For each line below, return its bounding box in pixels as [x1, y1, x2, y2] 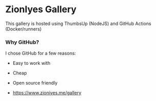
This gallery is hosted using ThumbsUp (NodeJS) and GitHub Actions [5, 20, 151, 27]
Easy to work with [12, 60, 51, 66]
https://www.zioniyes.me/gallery [12, 90, 82, 96]
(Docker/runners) [5, 26, 42, 32]
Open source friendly [12, 80, 58, 86]
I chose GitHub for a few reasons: [5, 50, 76, 57]
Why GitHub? [5, 38, 39, 45]
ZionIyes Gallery [5, 4, 77, 15]
